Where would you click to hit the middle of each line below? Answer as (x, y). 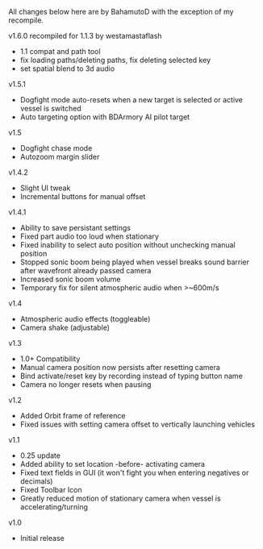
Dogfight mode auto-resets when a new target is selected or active (131, 100)
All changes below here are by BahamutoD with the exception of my (121, 12)
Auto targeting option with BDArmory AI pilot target (105, 117)
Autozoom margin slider (60, 157)
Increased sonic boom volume (70, 279)
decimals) (36, 481)
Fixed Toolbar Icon (51, 490)
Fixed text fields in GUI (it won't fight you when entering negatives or (134, 472)
